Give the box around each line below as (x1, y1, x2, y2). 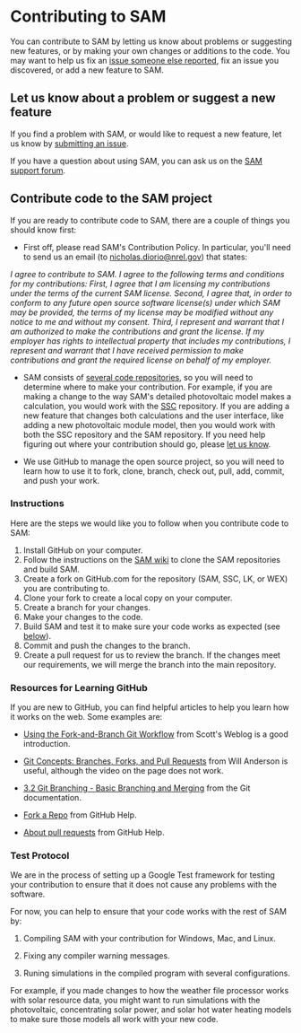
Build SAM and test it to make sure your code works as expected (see (22, 621, 280, 632)
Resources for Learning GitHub (10, 681, 148, 694)
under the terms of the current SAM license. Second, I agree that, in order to (10, 287, 292, 298)
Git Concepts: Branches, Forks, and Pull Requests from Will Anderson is (22, 756, 288, 766)
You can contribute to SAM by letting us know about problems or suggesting (10, 36, 292, 47)
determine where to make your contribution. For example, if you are (22, 381, 272, 392)
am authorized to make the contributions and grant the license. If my (10, 326, 265, 337)
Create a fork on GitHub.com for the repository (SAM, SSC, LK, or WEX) (22, 573, 288, 584)
